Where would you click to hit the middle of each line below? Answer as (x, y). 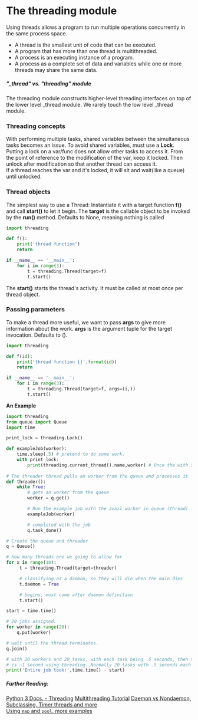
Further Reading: (27, 683)
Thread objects (29, 192)
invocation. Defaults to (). (37, 335)
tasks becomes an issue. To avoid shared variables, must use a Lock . (90, 145)
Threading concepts (36, 126)
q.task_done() (44, 530)
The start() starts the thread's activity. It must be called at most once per (95, 288)
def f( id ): (19, 356)
